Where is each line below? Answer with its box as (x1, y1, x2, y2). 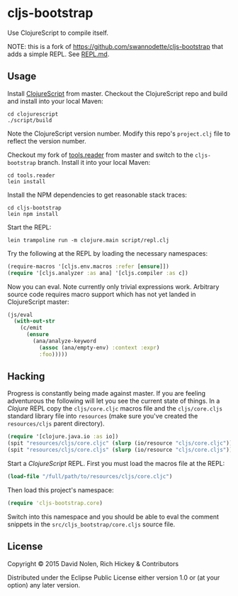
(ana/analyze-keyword (33, 337, 97, 345)
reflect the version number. (7, 136, 86, 145)
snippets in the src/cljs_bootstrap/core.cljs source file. (7, 520, 176, 529)
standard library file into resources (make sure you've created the (7, 412, 198, 421)
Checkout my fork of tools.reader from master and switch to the (7, 151, 193, 159)
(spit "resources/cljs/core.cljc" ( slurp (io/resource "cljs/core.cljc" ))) (7, 440, 236, 447)
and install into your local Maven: (7, 97, 104, 105)
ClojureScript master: (7, 297, 69, 306)
